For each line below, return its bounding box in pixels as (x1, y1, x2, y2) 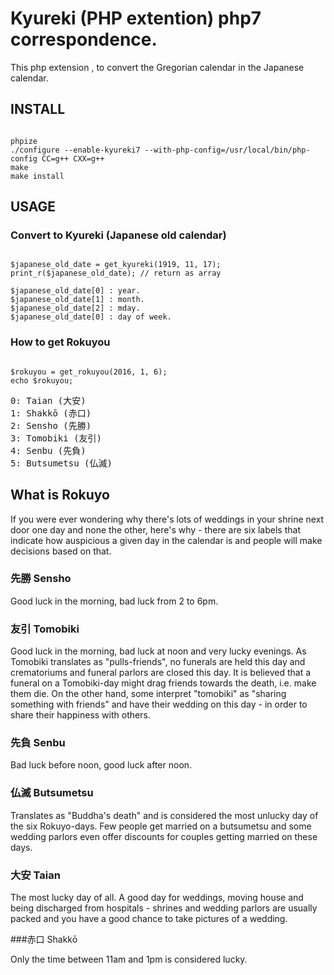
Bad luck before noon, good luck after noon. (10, 759, 193, 771)
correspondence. (10, 28, 158, 51)
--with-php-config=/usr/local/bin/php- (144, 145, 311, 155)
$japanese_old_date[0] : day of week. (10, 312, 172, 322)
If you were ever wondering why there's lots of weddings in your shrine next (10, 513, 325, 525)
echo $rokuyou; (10, 375, 74, 386)
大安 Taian (10, 868, 61, 882)
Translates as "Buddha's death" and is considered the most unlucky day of (10, 809, 319, 821)
